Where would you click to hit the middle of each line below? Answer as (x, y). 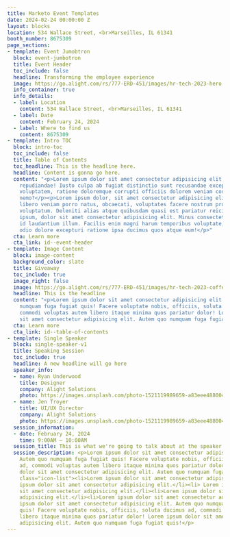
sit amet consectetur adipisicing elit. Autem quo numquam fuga (113, 319)
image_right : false (41, 281)
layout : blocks (29, 26)
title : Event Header (42, 64)
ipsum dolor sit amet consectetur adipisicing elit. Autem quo (112, 504)
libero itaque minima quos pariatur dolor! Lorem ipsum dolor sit (116, 516)
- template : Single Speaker (47, 338)
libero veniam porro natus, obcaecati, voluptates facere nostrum (116, 205)
